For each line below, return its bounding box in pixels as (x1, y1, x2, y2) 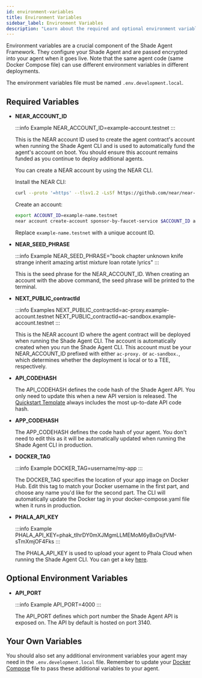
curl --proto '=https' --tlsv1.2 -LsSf (14, 190, 115, 196)
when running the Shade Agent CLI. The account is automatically (14, 337, 176, 344)
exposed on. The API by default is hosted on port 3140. (14, 618, 152, 626)
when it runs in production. (14, 501, 82, 508)
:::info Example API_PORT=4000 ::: (14, 600, 102, 608)
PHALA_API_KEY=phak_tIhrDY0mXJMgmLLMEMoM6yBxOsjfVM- (14, 531, 177, 539)
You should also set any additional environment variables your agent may (6, 652, 188, 659)
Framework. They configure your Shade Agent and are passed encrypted (6, 49, 188, 56)
